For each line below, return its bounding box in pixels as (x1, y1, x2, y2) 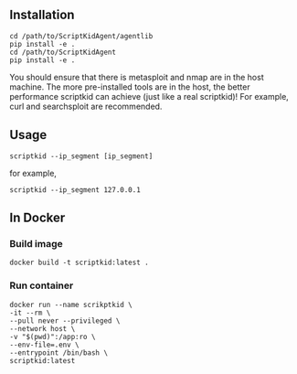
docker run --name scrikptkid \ (9, 300, 133, 309)
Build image (9, 237, 64, 250)
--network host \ (9, 324, 76, 333)
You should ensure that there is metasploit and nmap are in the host (9, 71, 264, 82)
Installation (9, 7, 75, 23)
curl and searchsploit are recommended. (9, 101, 163, 112)
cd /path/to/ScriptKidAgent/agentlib (9, 31, 154, 40)
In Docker (9, 210, 66, 226)
